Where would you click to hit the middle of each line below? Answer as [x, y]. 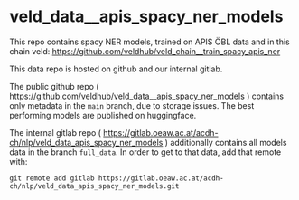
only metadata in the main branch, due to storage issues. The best [132, 105]
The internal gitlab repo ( [56, 132]
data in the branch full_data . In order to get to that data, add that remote [145, 152]
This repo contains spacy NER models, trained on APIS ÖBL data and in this [150, 42]
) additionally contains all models [226, 142]
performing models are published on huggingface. [103, 115]
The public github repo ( [54, 86]
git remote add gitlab [52, 178]
